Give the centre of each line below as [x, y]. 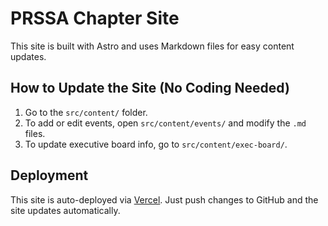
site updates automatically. [65, 210]
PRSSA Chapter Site [95, 18]
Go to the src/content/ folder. [86, 112]
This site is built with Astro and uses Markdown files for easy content [152, 46]
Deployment [49, 175]
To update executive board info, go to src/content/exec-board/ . [156, 144]
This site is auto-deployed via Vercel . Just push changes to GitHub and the [164, 199]
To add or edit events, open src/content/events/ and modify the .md [165, 123]
